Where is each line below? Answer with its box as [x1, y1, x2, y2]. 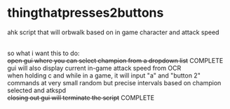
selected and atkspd [7, 86, 67, 94]
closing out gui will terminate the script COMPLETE [7, 93, 155, 102]
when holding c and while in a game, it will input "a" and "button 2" [7, 71, 201, 80]
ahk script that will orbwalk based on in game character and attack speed [7, 28, 219, 36]
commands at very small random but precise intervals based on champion [7, 78, 222, 87]
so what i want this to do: [7, 49, 80, 57]
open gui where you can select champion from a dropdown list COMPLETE [7, 56, 224, 64]
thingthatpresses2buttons [7, 5, 164, 21]
